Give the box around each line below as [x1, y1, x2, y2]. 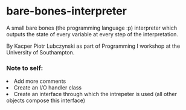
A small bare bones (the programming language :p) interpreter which [6, 24, 177, 31]
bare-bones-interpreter [6, 4, 127, 18]
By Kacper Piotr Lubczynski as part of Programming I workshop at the [6, 42, 181, 50]
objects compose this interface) [6, 97, 86, 104]
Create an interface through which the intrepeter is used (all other [14, 91, 177, 98]
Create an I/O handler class [14, 84, 82, 91]
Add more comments [14, 77, 66, 85]
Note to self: [6, 63, 43, 72]
